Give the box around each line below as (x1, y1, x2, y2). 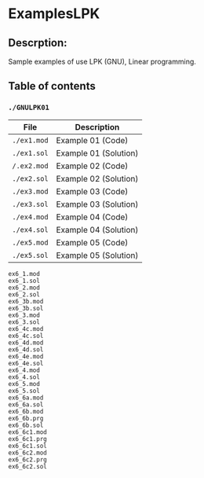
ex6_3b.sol (8, 304, 44, 312)
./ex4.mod (12, 212, 49, 221)
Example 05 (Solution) (56, 249, 139, 260)
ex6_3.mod (8, 311, 41, 319)
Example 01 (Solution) (56, 147, 139, 158)
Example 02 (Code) (56, 160, 129, 171)
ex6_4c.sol (8, 332, 44, 340)
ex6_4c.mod (8, 325, 44, 333)
